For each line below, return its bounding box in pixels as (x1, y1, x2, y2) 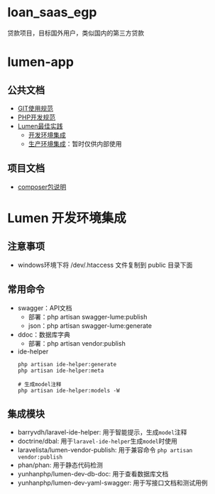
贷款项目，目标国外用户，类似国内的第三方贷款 (7, 28, 144, 37)
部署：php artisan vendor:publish (28, 339, 126, 348)
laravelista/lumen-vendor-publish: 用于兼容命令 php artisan (17, 446, 193, 454)
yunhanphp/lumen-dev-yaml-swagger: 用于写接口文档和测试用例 (17, 478, 208, 487)
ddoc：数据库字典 (17, 330, 71, 339)
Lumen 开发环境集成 (7, 210, 126, 226)
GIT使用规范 (17, 104, 54, 112)
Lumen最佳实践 (17, 121, 63, 130)
